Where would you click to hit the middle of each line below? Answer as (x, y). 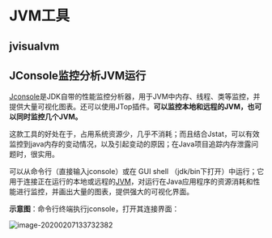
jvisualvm (34, 46)
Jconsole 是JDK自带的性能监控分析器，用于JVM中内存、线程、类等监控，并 (135, 96)
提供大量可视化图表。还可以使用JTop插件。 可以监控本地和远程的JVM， (128, 107)
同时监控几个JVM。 (49, 117)
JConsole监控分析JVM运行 (78, 76)
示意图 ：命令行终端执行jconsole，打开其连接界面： (94, 209)
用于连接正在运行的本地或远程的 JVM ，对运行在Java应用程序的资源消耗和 (131, 181)
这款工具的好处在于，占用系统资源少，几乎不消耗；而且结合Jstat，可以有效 (134, 134)
